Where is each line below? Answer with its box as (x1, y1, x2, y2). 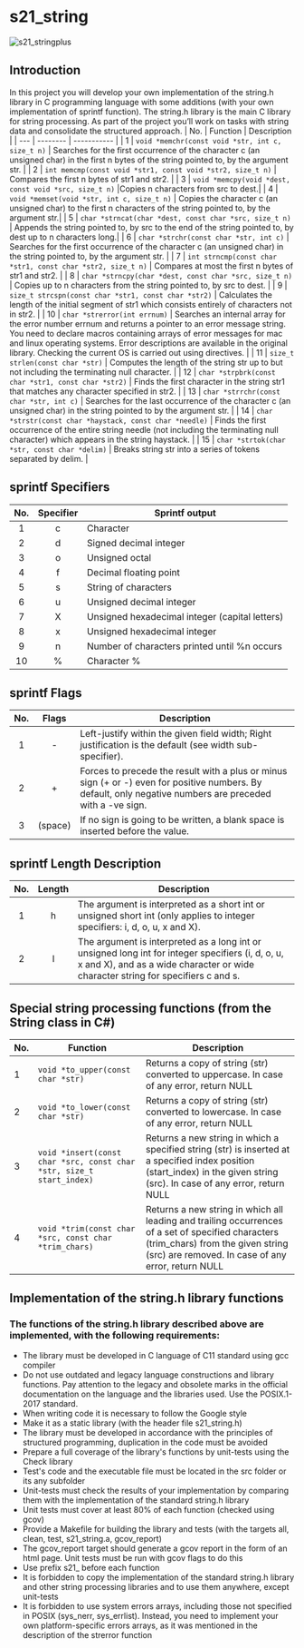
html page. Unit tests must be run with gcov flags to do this (22, 1552, 243, 1563)
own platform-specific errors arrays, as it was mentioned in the (22, 1620, 258, 1631)
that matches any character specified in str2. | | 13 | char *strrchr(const (9, 386, 280, 397)
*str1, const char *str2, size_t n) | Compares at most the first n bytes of (9, 260, 294, 271)
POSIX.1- (259, 1388, 292, 1399)
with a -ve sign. (80, 799, 147, 811)
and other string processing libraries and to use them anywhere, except (22, 1581, 290, 1592)
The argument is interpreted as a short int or (77, 898, 265, 911)
